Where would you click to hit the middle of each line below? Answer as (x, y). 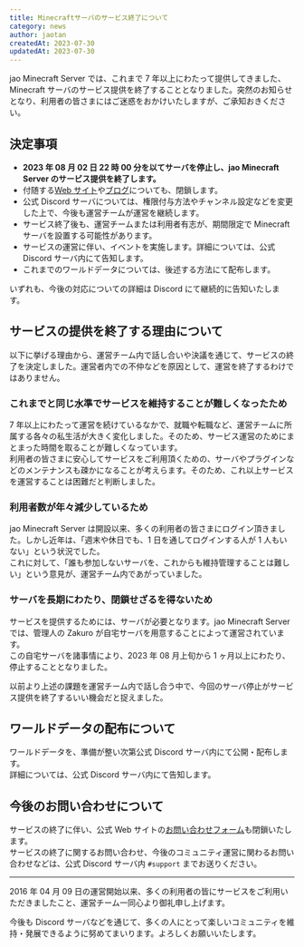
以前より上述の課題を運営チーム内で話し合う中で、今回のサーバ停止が (140, 686)
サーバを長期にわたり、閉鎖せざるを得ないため (111, 600)
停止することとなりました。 (61, 667)
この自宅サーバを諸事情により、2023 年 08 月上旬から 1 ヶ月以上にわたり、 (150, 655)
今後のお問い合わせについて (87, 806)
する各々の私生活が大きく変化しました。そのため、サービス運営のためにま (156, 436)
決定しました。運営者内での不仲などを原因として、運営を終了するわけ (156, 366)
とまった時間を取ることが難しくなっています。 (96, 448)
